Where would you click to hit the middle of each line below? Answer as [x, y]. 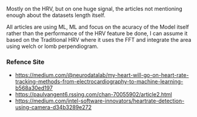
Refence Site [25, 62]
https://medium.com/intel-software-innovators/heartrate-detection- [100, 101]
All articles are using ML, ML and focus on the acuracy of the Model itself [98, 27]
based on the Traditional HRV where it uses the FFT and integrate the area [99, 40]
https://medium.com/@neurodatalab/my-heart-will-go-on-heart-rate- [102, 75]
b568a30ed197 [34, 88]
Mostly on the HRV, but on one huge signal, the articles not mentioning [95, 9]
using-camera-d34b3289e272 [53, 107]
